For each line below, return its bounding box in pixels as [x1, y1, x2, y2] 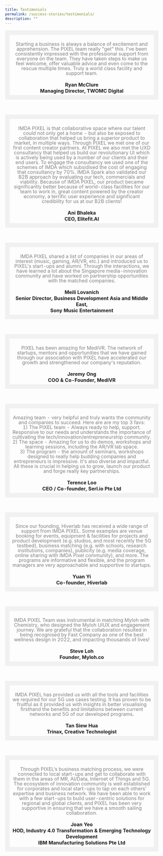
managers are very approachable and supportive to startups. [12, 562, 151, 568]
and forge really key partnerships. [43, 468, 121, 474]
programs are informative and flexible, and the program [18, 557, 145, 564]
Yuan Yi [72, 573, 91, 580]
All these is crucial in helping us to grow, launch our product [13, 463, 150, 470]
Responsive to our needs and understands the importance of [12, 429, 151, 436]
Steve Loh [70, 648, 94, 655]
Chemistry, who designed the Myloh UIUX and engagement [14, 621, 150, 628]
